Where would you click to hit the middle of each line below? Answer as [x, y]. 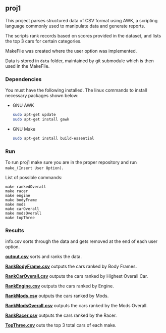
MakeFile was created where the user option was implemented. [71, 51]
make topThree [20, 218]
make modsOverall [23, 214]
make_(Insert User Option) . [34, 168]
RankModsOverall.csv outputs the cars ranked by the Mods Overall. [76, 306]
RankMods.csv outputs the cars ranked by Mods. [57, 296]
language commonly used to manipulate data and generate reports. [75, 26]
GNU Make [24, 129]
